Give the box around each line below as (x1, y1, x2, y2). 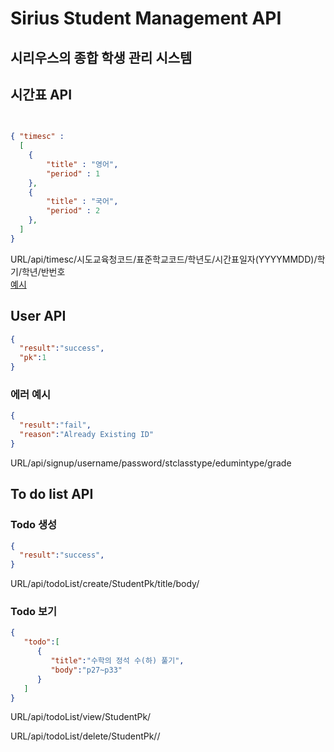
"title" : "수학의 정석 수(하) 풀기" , (50, 656, 185, 666)
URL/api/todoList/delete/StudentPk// (10, 730, 161, 742)
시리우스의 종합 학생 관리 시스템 (10, 49, 193, 66)
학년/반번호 (21, 265, 66, 277)
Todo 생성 (10, 518, 57, 532)
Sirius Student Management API (10, 7, 282, 30)
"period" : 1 (46, 168, 101, 179)
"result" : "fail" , (19, 420, 92, 431)
